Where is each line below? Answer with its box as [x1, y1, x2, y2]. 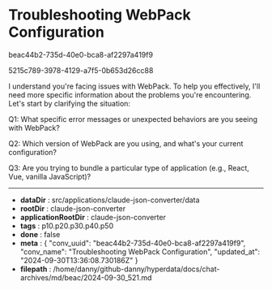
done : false [19, 229, 61, 239]
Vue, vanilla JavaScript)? [8, 171, 91, 181]
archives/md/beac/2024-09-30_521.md [19, 272, 152, 282]
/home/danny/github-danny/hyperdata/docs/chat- [53, 264, 220, 274]
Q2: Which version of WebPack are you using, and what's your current [8, 138, 244, 148]
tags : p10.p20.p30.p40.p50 [19, 221, 114, 231]
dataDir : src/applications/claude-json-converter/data [19, 195, 200, 205]
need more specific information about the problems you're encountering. [8, 89, 252, 99]
